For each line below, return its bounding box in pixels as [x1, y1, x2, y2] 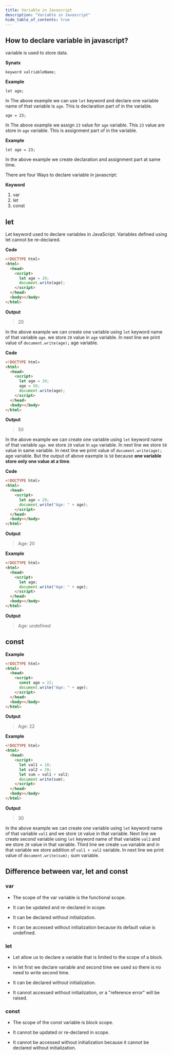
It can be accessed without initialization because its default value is [12, 924, 156, 930]
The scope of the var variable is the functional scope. [12, 894, 126, 900]
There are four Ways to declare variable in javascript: [5, 172, 118, 178]
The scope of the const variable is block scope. [12, 1020, 114, 1026]
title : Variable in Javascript [5, 7, 72, 13]
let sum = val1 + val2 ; [18, 772, 70, 777]
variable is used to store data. [5, 50, 68, 56]
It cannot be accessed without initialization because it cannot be [12, 1039, 149, 1046]
